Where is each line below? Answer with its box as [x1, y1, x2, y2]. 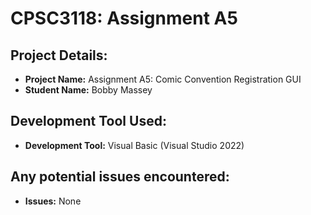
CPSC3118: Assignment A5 [10, 7, 238, 30]
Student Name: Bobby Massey [24, 84, 153, 96]
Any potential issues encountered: [10, 168, 230, 186]
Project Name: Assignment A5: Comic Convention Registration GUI [24, 73, 302, 85]
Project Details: [10, 47, 108, 64]
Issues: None [24, 195, 82, 207]
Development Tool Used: [10, 113, 167, 130]
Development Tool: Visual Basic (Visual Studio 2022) [24, 139, 245, 151]
